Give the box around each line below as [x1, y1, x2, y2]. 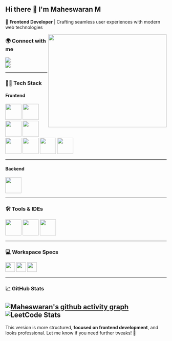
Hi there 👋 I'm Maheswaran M [5, 5, 101, 14]
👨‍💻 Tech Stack [5, 80, 42, 87]
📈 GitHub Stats [5, 285, 45, 292]
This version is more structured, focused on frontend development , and [5, 324, 159, 330]
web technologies [5, 24, 43, 30]
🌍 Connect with [5, 37, 46, 44]
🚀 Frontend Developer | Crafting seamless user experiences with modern [5, 18, 161, 25]
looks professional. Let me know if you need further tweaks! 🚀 [5, 330, 137, 336]
